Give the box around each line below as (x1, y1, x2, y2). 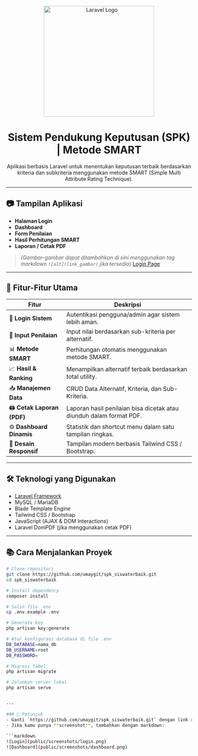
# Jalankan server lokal (6, 679, 67, 685)
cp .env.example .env (6, 609, 60, 615)
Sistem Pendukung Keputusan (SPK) (8, 131, 190, 144)
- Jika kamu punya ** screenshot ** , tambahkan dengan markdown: (6, 722, 165, 728)
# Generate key (6, 620, 44, 626)
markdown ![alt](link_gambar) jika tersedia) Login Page (20, 260, 160, 267)
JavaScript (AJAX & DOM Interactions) (14, 517, 108, 525)
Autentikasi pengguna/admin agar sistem (66, 310, 180, 318)
